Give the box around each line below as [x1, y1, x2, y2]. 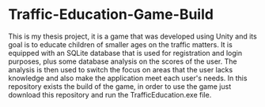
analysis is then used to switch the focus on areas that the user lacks [8, 65, 233, 74]
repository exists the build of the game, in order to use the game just [8, 81, 232, 91]
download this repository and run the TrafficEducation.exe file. [8, 90, 212, 99]
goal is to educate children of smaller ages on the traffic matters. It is [8, 39, 233, 49]
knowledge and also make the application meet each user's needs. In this [8, 73, 248, 83]
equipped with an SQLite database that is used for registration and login [8, 48, 243, 57]
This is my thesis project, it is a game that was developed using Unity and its [8, 31, 257, 41]
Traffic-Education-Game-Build [8, 6, 214, 24]
